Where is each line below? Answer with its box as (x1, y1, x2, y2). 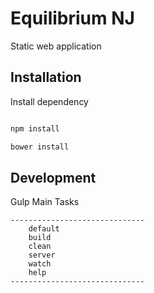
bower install (10, 142, 70, 152)
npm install (10, 123, 60, 134)
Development (10, 169, 97, 186)
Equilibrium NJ (10, 7, 135, 30)
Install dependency (10, 95, 89, 107)
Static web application (10, 40, 102, 52)
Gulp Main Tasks (10, 196, 80, 208)
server (28, 250, 56, 261)
